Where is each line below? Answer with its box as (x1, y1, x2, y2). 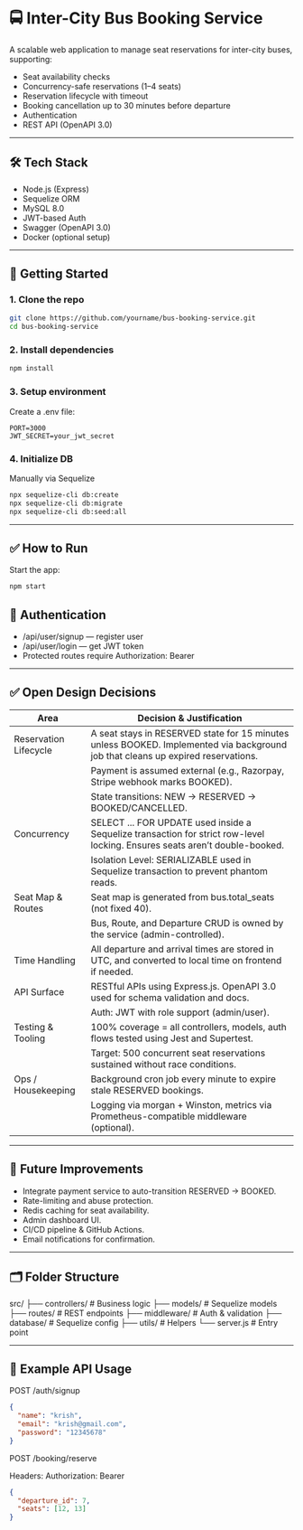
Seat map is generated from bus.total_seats (90, 890, 275, 903)
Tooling (14, 1032, 46, 1045)
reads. (90, 876, 117, 888)
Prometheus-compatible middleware (90, 1110, 247, 1122)
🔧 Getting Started (9, 267, 109, 282)
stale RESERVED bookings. (90, 1084, 205, 1096)
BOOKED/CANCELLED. (90, 802, 188, 814)
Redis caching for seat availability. (22, 1205, 150, 1216)
